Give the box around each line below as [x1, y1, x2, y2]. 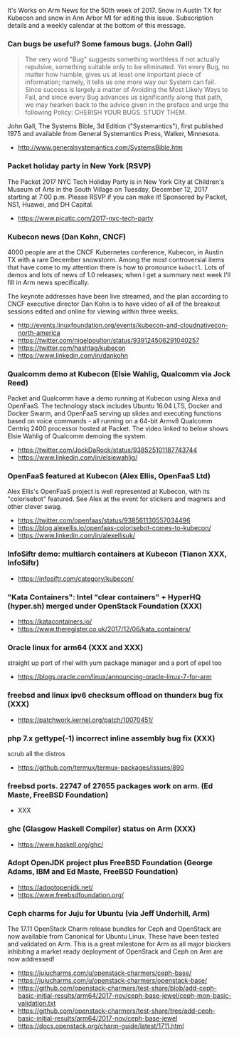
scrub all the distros [7, 749, 65, 758]
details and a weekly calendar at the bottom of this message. [7, 21, 186, 29]
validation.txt [17, 999, 56, 1008]
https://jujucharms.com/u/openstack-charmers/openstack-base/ [17, 976, 208, 985]
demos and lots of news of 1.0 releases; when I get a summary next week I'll [7, 270, 231, 279]
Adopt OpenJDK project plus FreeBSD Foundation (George [7, 858, 213, 868]
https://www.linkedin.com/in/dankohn [17, 351, 128, 359]
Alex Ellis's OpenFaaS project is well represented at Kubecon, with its [7, 487, 210, 496]
